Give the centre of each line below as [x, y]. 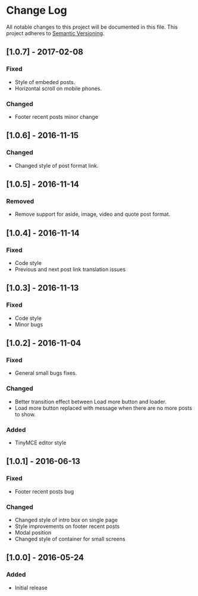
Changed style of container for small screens [70, 539]
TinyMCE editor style [40, 443]
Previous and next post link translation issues [70, 269]
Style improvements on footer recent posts [67, 526]
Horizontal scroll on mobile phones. [58, 88]
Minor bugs [29, 324]
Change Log [37, 10]
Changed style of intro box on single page [66, 520]
